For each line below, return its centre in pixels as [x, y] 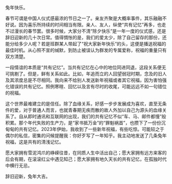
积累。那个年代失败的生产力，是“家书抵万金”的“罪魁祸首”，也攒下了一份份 [83, 123]
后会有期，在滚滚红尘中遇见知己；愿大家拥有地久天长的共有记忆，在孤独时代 [86, 159]
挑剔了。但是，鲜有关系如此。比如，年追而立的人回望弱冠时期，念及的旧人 [88, 74]
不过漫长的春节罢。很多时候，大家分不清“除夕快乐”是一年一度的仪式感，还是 [86, 31]
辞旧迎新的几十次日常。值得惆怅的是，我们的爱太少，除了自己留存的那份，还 [86, 37]
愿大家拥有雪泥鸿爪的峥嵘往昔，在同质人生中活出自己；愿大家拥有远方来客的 [86, 153]
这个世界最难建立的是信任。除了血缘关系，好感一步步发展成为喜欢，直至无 [84, 104]
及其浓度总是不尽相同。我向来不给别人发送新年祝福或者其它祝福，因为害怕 [84, 80]
